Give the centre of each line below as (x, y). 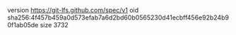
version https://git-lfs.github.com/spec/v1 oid (73, 10)
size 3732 (54, 25)
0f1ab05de (23, 25)
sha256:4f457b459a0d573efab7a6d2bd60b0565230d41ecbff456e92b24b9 (118, 17)
